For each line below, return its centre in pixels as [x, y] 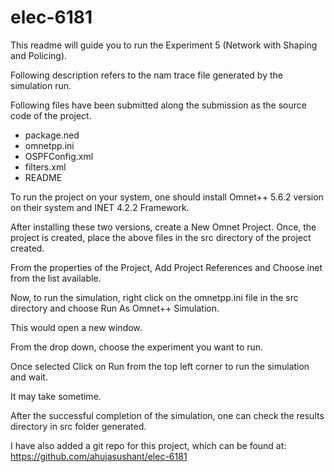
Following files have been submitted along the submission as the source [158, 105]
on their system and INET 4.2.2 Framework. [100, 207]
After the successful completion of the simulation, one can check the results [167, 415]
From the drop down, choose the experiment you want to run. [137, 347]
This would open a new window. [76, 327]
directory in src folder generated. [78, 426]
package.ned [52, 135]
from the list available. [56, 278]
